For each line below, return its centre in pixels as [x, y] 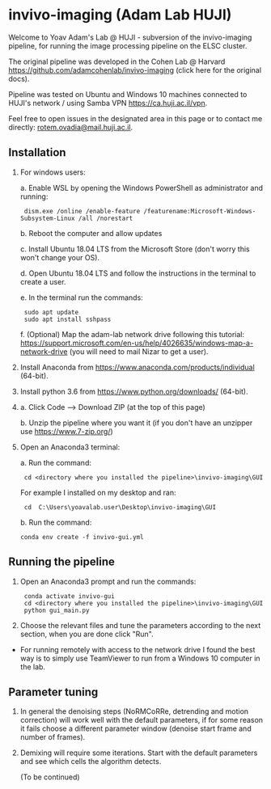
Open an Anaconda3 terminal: [70, 447]
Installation [37, 152]
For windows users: [53, 172]
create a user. [43, 281]
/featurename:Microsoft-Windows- [200, 211]
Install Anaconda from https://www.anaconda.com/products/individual [137, 367]
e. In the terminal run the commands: [81, 297]
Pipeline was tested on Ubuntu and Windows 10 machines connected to [128, 94]
